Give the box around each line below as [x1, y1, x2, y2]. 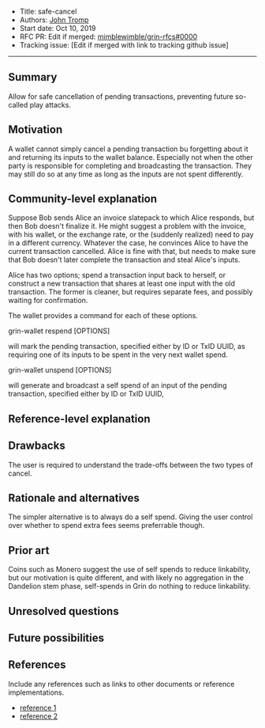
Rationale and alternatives [8, 491, 140, 505]
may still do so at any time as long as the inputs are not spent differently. [8, 169, 244, 179]
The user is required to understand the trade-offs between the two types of [8, 460, 254, 469]
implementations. [8, 688, 65, 697]
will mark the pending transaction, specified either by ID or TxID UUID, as [8, 342, 246, 351]
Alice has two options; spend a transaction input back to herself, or [8, 271, 226, 280]
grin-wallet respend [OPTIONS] [8, 326, 110, 336]
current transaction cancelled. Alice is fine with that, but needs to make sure [8, 247, 256, 256]
